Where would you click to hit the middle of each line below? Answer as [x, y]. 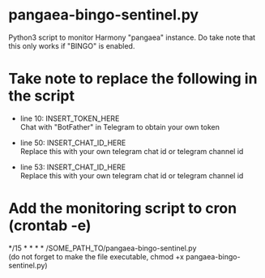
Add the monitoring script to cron [123, 209]
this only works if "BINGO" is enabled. [72, 45]
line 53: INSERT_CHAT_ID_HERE [73, 167]
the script [42, 96]
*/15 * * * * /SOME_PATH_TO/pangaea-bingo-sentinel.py [103, 248]
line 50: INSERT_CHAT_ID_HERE [73, 143]
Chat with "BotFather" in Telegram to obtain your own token [120, 126]
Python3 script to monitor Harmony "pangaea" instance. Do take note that [132, 37]
